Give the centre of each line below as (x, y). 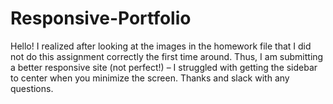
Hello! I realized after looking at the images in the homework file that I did (161, 46)
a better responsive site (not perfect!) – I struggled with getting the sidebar (164, 67)
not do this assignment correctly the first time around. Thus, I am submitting (167, 56)
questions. (32, 88)
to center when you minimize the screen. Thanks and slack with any (150, 78)
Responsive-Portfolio (101, 18)
